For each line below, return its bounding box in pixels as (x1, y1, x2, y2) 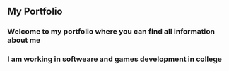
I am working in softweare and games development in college (7, 54, 223, 64)
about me (7, 35, 41, 45)
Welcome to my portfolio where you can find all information (7, 27, 216, 37)
